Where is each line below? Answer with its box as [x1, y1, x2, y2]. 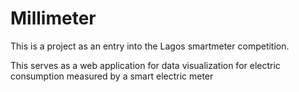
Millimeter [10, 7, 97, 30]
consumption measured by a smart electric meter [10, 70, 214, 82]
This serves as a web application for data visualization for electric [10, 59, 281, 71]
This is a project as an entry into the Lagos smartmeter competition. [10, 40, 290, 52]
